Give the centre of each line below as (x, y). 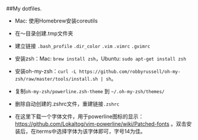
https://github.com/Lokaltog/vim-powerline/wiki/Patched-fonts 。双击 (100, 124)
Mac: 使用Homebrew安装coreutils (56, 21)
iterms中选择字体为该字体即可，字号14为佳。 (91, 131)
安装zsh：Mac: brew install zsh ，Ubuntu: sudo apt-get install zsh (100, 58)
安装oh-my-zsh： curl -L (46, 71)
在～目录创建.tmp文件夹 (44, 33)
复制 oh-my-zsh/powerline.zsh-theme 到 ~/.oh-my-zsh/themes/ (90, 91)
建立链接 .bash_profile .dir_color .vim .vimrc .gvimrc (82, 46)
